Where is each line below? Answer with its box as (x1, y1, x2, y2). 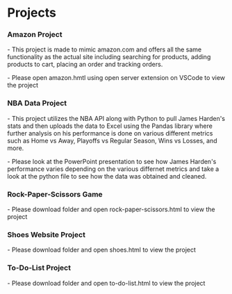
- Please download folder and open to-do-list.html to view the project (7, 279, 206, 287)
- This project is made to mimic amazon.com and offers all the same (7, 45, 202, 54)
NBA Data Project (7, 99, 67, 108)
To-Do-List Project (7, 263, 72, 272)
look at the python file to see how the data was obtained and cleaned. (7, 172, 207, 180)
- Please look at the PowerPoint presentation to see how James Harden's (7, 157, 217, 165)
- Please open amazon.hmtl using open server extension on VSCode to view (7, 74, 226, 82)
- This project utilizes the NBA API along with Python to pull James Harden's (7, 114, 226, 122)
